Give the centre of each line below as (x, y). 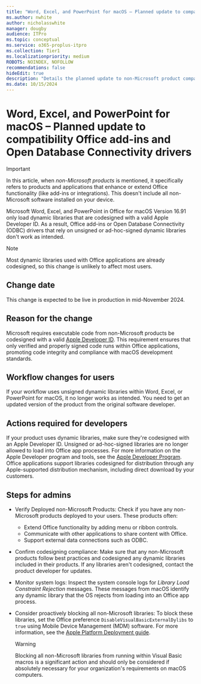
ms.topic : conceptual (33, 40)
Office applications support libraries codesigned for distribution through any (100, 463)
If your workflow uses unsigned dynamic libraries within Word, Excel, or (95, 392)
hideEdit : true (25, 73)
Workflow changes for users (60, 377)
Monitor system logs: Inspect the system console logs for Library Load (102, 582)
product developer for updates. (53, 571)
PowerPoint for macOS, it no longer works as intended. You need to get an (98, 398)
